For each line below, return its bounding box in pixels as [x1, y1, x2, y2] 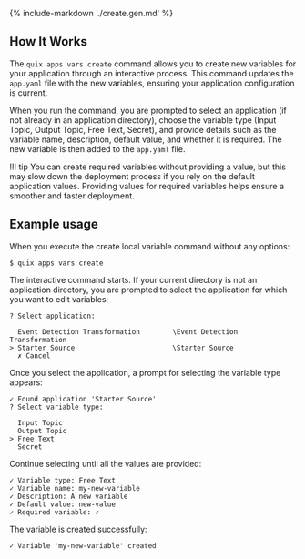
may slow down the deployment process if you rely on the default [9, 170, 255, 181]
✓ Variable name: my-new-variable [9, 483, 141, 493]
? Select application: [9, 311, 96, 320]
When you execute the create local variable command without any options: [9, 240, 290, 251]
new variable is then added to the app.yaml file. [9, 143, 186, 154]
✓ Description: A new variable [9, 492, 128, 501]
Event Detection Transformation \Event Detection [17, 327, 239, 336]
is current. [9, 86, 48, 98]
